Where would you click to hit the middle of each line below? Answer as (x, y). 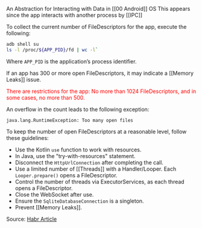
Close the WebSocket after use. (54, 194)
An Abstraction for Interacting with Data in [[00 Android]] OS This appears (98, 9)
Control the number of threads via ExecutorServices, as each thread (100, 182)
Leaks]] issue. (24, 79)
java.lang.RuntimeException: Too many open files (70, 120)
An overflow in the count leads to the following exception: (78, 109)
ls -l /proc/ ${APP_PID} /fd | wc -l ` (52, 50)
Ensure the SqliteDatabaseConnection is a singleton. (79, 201)
